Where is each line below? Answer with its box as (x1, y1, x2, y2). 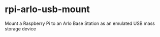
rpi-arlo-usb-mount (5, 4, 90, 15)
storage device (5, 25, 36, 31)
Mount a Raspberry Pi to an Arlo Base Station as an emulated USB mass (5, 20, 155, 26)
